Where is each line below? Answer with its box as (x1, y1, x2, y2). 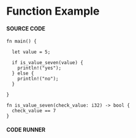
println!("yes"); (17, 65, 62, 71)
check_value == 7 (12, 108, 56, 114)
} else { (12, 70, 34, 77)
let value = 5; (12, 49, 51, 56)
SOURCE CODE (6, 24, 46, 32)
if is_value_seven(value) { (12, 60, 84, 66)
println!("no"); (17, 76, 59, 82)
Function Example (6, 4, 100, 18)
